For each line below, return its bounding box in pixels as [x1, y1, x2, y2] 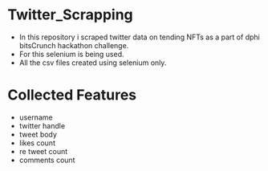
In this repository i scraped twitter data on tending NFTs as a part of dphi [18, 32, 260, 42]
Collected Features [7, 86, 137, 104]
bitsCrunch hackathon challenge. [18, 40, 129, 50]
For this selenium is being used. [18, 49, 125, 59]
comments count [18, 155, 75, 165]
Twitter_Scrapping [7, 6, 133, 24]
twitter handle [18, 120, 66, 130]
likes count [18, 138, 55, 148]
